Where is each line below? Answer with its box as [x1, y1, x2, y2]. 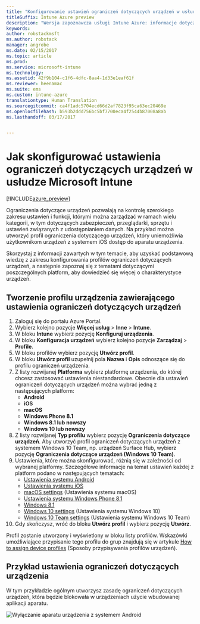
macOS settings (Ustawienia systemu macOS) [23, 489, 137, 495]
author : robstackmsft [6, 31, 60, 37]
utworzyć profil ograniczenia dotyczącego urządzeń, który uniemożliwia [6, 232, 183, 239]
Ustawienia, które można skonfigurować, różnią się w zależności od [14, 457, 182, 464]
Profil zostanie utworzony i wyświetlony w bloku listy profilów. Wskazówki [6, 532, 187, 539]
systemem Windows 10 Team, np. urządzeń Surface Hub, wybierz [14, 445, 177, 451]
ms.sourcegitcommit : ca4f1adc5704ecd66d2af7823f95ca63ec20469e [6, 103, 167, 109]
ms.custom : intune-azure [6, 92, 68, 98]
